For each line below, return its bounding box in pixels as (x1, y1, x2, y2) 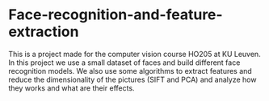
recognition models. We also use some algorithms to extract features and (8, 66, 252, 75)
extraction (8, 22, 79, 41)
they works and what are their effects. (8, 83, 135, 93)
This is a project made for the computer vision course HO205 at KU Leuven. (8, 49, 261, 59)
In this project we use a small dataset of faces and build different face (8, 58, 241, 67)
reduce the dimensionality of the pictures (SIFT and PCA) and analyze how (8, 75, 257, 84)
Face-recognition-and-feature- (8, 6, 224, 24)
